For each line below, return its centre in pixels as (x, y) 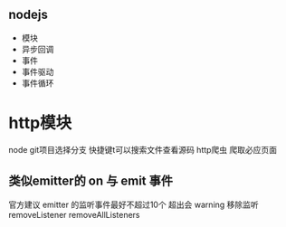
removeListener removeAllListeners (74, 214)
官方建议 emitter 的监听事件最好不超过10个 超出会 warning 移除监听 (133, 204)
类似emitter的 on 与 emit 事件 (91, 181)
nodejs (29, 15)
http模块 (40, 123)
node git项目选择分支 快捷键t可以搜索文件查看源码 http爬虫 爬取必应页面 (143, 149)
